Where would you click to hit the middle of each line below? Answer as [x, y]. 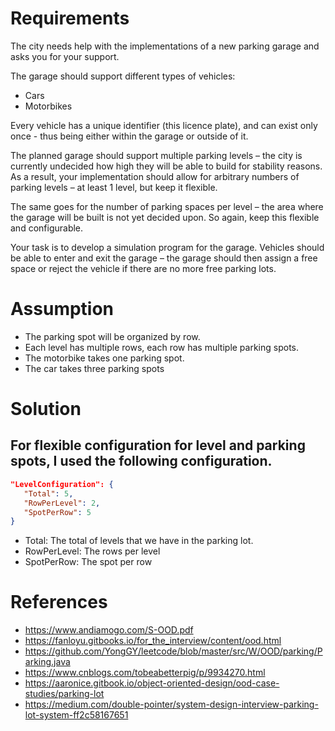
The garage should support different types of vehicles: [123, 76]
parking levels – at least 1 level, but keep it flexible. [114, 187]
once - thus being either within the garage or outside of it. [129, 136]
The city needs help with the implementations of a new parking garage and [165, 46]
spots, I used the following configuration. [141, 461]
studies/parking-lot [64, 694]
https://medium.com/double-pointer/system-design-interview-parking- [171, 704]
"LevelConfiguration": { [62, 484]
